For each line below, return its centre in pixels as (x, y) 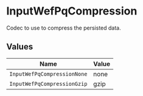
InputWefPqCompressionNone (48, 74)
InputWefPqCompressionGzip (48, 84)
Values (20, 47)
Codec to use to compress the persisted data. (64, 28)
